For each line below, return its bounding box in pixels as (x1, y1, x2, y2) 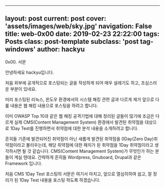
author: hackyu (36, 45, 85, 54)
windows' (5, 45, 36, 54)
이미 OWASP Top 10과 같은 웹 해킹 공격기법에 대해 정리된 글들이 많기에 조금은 (5, 113, 155, 119)
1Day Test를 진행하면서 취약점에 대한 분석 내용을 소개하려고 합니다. (10, 125, 138, 131)
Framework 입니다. (5, 160, 43, 166)
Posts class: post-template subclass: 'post (5, 37, 139, 46)
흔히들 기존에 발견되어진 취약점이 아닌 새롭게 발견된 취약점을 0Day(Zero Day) (5, 136, 154, 142)
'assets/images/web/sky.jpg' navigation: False (5, 22, 152, 31)
